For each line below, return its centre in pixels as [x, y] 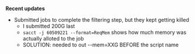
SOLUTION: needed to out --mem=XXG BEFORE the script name [101, 45]
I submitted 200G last [49, 26]
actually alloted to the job [53, 38]
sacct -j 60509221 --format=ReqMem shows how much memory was [105, 32]
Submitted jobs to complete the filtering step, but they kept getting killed [101, 20]
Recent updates [25, 9]
